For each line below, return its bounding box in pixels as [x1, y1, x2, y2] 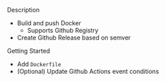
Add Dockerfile [16, 60, 61, 68]
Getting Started [7, 47, 51, 55]
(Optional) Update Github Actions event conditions [16, 68, 159, 75]
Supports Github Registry [27, 27, 99, 34]
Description [7, 6, 40, 14]
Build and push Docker [16, 19, 81, 27]
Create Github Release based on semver [16, 33, 131, 42]
